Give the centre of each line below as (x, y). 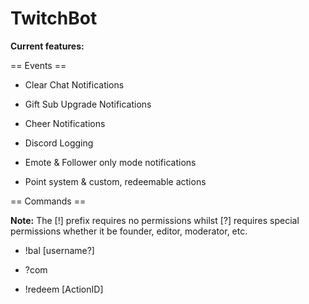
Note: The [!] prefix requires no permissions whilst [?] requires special (155, 220)
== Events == (38, 65)
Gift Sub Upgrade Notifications (88, 104)
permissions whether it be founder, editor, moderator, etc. (129, 231)
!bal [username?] (59, 250)
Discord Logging (59, 143)
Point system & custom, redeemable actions (115, 181)
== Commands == (48, 201)
